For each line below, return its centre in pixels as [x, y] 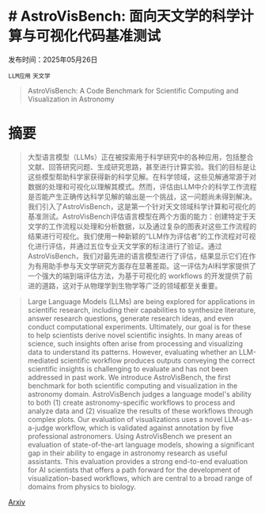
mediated [43, 360]
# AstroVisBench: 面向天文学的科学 [124, 16]
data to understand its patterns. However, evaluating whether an [132, 352]
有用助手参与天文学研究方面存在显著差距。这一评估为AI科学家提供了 [146, 265]
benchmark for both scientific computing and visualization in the [132, 386]
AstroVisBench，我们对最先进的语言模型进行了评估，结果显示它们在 [138, 256]
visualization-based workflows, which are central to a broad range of [140, 478]
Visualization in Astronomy [71, 99]
